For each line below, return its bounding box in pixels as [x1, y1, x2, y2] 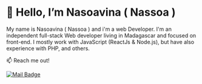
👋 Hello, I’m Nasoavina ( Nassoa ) [6, 5, 176, 19]
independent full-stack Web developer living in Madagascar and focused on [6, 31, 197, 39]
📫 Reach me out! [6, 57, 50, 64]
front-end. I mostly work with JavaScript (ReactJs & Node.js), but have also [6, 38, 195, 45]
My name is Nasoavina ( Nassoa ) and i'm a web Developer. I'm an [6, 25, 172, 33]
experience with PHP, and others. [6, 45, 90, 52]
